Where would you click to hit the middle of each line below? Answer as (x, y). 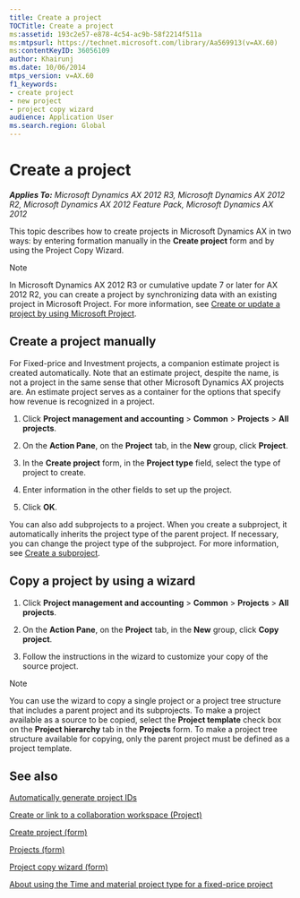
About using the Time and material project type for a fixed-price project (141, 885)
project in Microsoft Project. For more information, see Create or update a (145, 304)
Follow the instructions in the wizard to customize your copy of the (145, 656)
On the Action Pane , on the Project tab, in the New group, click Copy (150, 629)
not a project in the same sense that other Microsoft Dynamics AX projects (147, 382)
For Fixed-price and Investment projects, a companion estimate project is (145, 363)
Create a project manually (83, 342)
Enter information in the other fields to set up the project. (127, 490)
